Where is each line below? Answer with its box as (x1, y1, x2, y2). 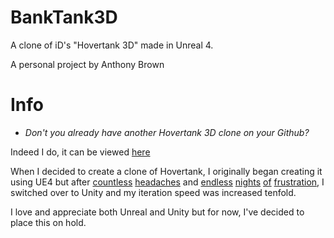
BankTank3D (10, 6, 118, 29)
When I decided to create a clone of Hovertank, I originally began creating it (10, 165, 323, 177)
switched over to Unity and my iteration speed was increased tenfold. (10, 186, 297, 198)
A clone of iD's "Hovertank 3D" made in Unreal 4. (10, 39, 214, 51)
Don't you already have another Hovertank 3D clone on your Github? (24, 126, 310, 138)
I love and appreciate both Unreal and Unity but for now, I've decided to (10, 206, 305, 218)
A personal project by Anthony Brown (10, 58, 165, 70)
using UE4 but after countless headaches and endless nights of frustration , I (10, 176, 325, 188)
